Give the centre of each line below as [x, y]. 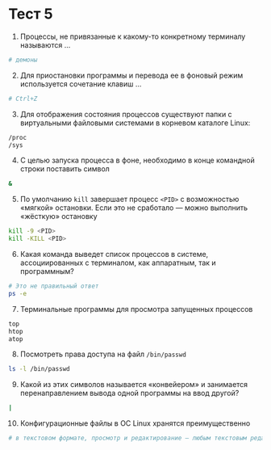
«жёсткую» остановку [58, 217]
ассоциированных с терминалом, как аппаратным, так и [118, 263]
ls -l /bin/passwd [39, 369]
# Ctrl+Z [23, 99]
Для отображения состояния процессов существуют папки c [126, 114]
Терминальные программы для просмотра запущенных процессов [136, 309]
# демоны [23, 60]
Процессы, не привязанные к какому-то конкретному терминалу [133, 36]
